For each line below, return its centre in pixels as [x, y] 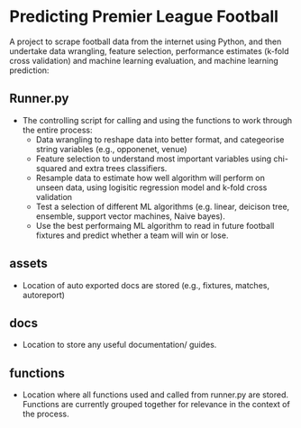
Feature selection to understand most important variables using [154, 159]
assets [28, 264]
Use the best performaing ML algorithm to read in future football [155, 225]
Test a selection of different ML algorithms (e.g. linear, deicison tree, [163, 206]
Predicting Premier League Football [144, 17]
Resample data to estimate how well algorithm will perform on [150, 178]
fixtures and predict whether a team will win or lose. [132, 235]
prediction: [29, 70]
